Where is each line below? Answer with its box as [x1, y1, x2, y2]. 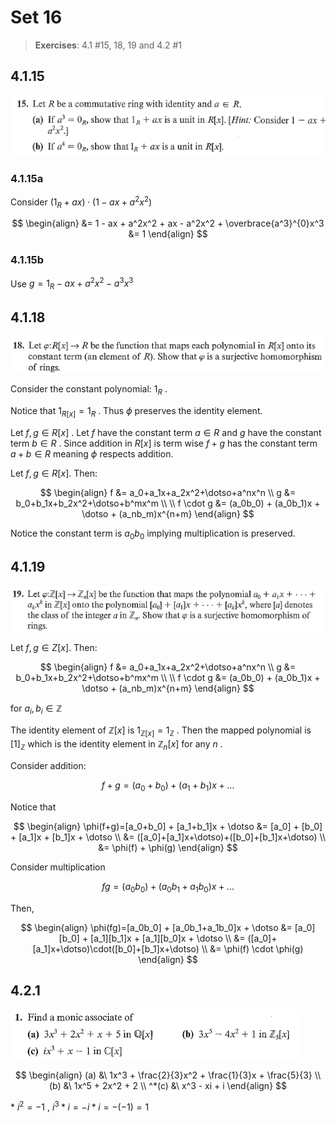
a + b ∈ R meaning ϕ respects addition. [10, 448, 174, 460]
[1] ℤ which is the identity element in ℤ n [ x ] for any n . [10, 738, 223, 753]
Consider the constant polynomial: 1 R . [10, 383, 168, 398]
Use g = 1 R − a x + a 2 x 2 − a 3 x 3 [10, 276, 134, 292]
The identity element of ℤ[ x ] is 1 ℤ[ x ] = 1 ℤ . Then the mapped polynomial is [10, 724, 312, 739]
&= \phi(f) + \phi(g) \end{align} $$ [98, 841, 238, 853]
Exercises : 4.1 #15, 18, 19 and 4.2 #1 [34, 39, 182, 51]
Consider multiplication [10, 861, 106, 873]
